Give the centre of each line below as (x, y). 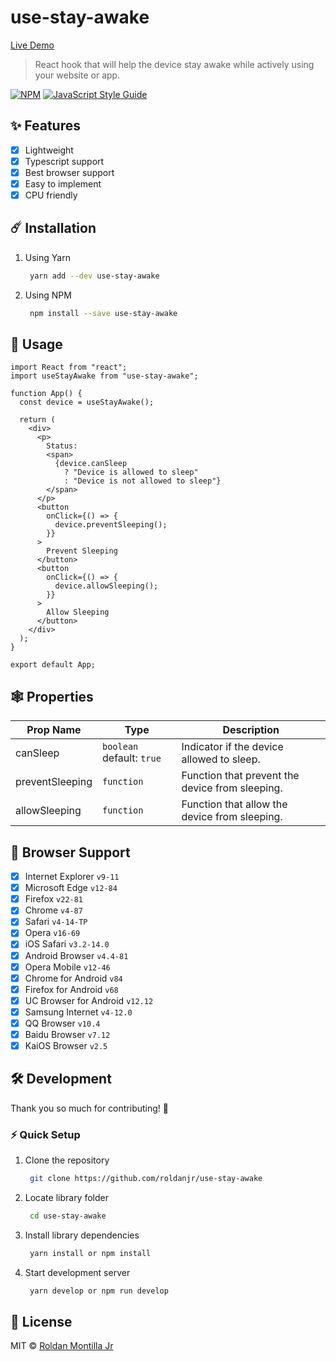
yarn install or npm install (90, 1253)
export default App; (53, 665)
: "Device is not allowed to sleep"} (142, 481)
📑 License (41, 1322)
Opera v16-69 (52, 933)
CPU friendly (51, 195)
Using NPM (48, 295)
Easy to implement (63, 183)
